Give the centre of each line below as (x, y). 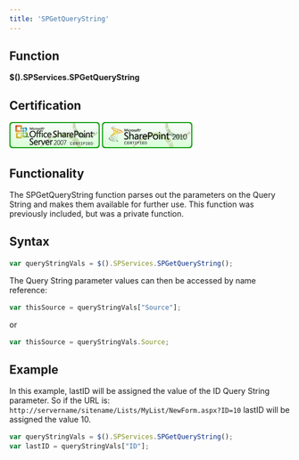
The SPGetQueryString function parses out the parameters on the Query (142, 195)
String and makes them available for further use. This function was (132, 204)
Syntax (29, 242)
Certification (46, 106)
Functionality (47, 173)
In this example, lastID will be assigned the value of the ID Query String (140, 391)
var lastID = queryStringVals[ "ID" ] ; (79, 447)
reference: (28, 290)
